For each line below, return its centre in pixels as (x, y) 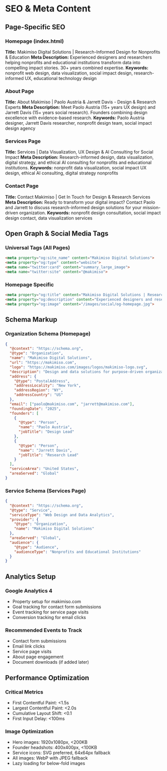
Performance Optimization (47, 678)
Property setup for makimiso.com (46, 602)
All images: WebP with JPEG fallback (50, 758)
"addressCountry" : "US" (39, 395)
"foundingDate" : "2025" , (35, 409)
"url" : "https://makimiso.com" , (43, 363)
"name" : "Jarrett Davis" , (45, 450)
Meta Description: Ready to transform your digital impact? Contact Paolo (80, 202)
